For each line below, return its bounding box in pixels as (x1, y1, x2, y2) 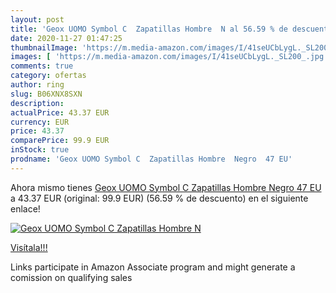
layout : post (10, 14, 65, 25)
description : (10, 98, 65, 108)
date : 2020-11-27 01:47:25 (10, 33, 123, 43)
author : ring (10, 80, 65, 90)
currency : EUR (10, 117, 70, 127)
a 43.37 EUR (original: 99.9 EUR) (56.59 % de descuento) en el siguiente (10, 192, 309, 204)
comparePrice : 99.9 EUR (10, 136, 110, 146)
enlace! (10, 202, 41, 215)
